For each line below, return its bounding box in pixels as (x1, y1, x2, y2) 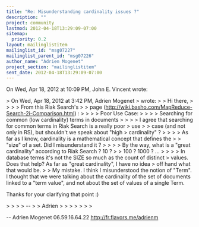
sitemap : (6, 31, 28, 37)
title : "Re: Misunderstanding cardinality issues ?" (6, 8, 140, 15)
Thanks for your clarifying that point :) (6, 191, 99, 198)
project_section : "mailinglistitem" (6, 64, 97, 70)
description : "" (6, 14, 46, 20)
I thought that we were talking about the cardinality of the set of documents (6, 173, 191, 180)
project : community (6, 20, 55, 26)
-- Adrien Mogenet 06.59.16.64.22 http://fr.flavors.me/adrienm (6, 214, 159, 221)
